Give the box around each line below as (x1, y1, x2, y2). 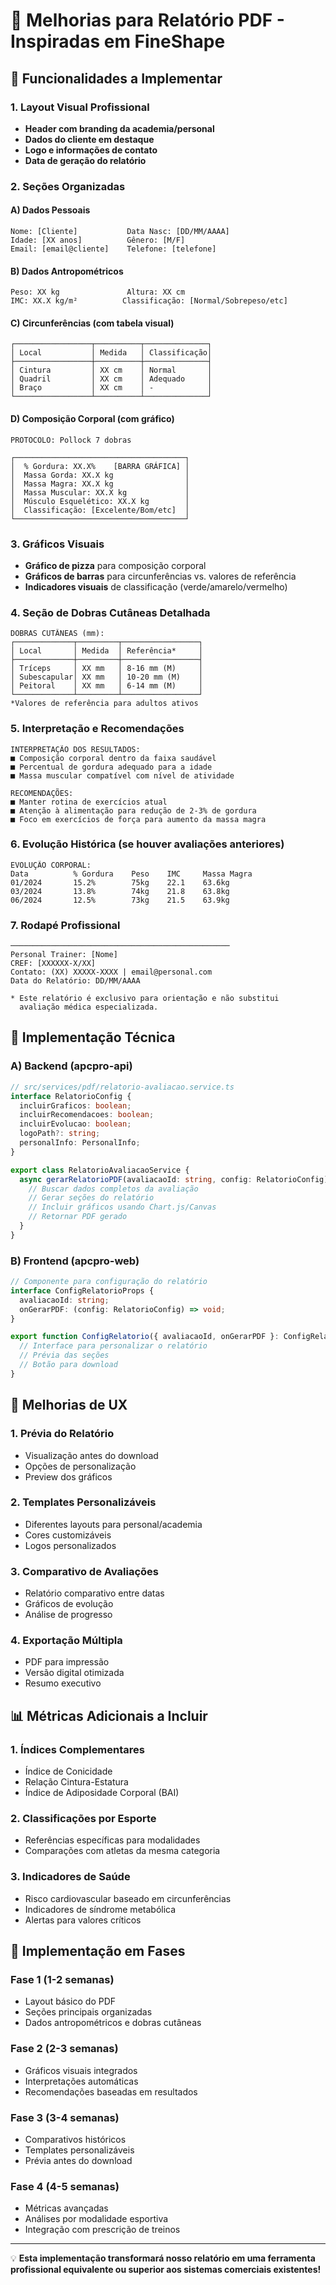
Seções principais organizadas (24, 2006, 153, 2018)
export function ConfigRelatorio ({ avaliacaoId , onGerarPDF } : (10, 1332, 280, 1342)
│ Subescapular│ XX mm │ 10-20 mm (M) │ (10, 672, 203, 683)
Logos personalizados (24, 1539, 117, 1551)
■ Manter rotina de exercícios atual (10, 797, 168, 807)
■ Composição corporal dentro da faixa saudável (10, 753, 217, 763)
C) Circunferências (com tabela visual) (10, 317, 175, 329)
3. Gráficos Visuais (10, 537, 105, 551)
